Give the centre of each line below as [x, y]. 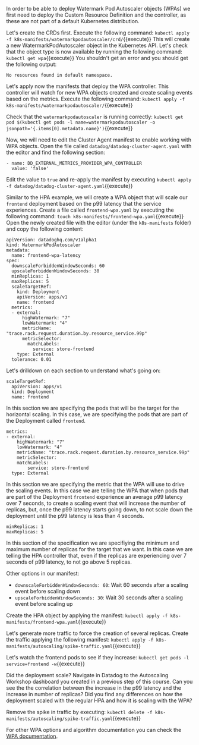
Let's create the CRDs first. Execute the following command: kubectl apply [98, 33]
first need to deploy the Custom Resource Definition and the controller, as [96, 15]
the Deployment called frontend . [46, 421]
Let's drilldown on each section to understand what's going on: [83, 370]
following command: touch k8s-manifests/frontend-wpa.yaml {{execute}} [95, 216]
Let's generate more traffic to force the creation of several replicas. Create [97, 633]
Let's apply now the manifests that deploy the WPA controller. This [88, 86]
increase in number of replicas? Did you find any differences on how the [94, 694]
